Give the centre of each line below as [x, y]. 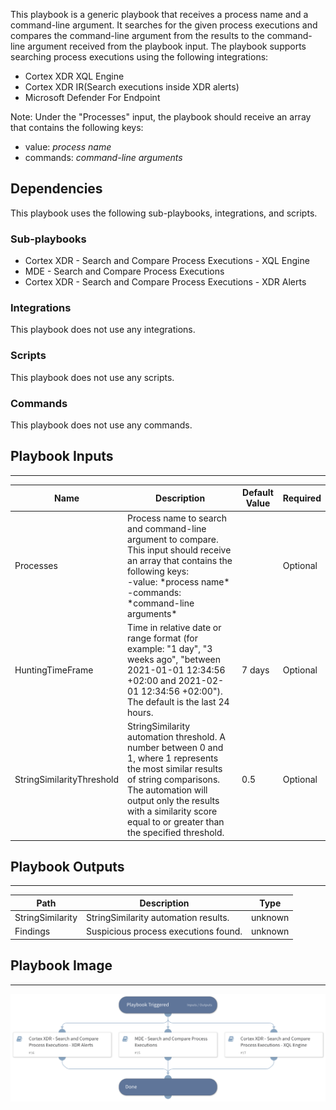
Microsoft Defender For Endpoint [92, 97]
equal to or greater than [176, 822]
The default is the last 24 [178, 701]
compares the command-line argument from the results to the [137, 35]
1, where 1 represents [173, 758]
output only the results [173, 801]
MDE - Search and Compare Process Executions [124, 271]
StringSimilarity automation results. [158, 918]
